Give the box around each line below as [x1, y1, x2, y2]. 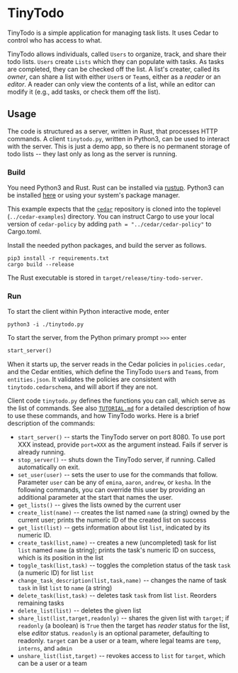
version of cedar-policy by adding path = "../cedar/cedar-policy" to [7, 220, 212, 229]
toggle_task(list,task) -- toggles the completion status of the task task [17, 561, 231, 569]
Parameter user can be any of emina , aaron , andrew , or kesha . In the [17, 478, 211, 487]
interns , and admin [17, 644, 73, 652]
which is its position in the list [17, 554, 104, 562]
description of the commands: [7, 419, 96, 427]
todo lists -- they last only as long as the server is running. [7, 149, 178, 158]
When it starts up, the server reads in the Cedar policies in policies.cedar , [7, 360, 225, 368]
